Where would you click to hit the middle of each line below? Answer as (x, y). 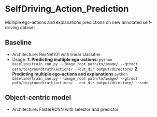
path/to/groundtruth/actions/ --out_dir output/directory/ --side (80, 83)
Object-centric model (38, 98)
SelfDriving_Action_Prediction (67, 9)
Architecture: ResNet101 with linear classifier (56, 54)
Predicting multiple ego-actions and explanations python (70, 74)
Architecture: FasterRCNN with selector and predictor (65, 109)
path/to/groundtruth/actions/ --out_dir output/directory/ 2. (75, 69)
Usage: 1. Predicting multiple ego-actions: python (62, 59)
